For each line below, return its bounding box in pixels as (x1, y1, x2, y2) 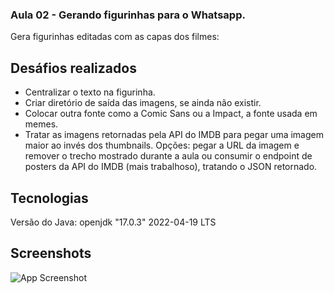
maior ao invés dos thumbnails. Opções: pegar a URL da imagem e (24, 139, 300, 152)
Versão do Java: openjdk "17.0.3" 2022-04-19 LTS (10, 216, 217, 228)
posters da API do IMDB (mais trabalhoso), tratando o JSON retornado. (24, 161, 318, 173)
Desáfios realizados (10, 59, 137, 77)
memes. (24, 118, 59, 130)
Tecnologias (10, 189, 89, 207)
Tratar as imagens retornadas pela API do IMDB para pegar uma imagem (24, 129, 324, 141)
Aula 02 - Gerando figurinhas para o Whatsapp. (10, 8, 246, 22)
